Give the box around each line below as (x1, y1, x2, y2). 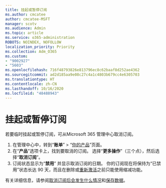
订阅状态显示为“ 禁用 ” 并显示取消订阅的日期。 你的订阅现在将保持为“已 (12, 161, 157, 167)
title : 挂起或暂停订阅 (5, 7, 47, 12)
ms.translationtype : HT (5, 77, 55, 82)
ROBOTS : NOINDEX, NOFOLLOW (5, 40, 61, 45)
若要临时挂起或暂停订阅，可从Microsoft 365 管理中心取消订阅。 (5, 131, 136, 137)
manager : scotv (5, 21, 37, 26)
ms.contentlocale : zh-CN (5, 81, 57, 86)
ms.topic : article (5, 30, 43, 35)
